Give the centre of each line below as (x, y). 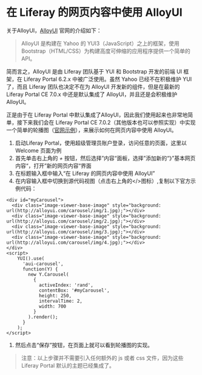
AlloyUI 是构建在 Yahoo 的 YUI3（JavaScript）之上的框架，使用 (100, 43)
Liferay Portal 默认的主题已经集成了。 (68, 365)
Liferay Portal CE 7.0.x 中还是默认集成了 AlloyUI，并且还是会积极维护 (92, 94)
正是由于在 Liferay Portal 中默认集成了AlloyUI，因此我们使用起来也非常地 (97, 115)
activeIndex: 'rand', (66, 285)
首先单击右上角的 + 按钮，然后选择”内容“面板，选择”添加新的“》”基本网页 (105, 158)
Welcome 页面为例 (38, 150)
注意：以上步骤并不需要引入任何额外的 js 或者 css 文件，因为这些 (102, 358)
